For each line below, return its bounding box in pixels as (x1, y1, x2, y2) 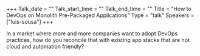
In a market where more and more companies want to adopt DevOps (6, 30, 178, 37)
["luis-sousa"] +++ (6, 18, 53, 25)
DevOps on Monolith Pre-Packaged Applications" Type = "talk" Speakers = (6, 12, 195, 19)
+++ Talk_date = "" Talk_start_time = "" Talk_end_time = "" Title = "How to (6, 5, 191, 12)
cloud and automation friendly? (6, 43, 84, 50)
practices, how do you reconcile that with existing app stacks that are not (6, 37, 190, 43)
